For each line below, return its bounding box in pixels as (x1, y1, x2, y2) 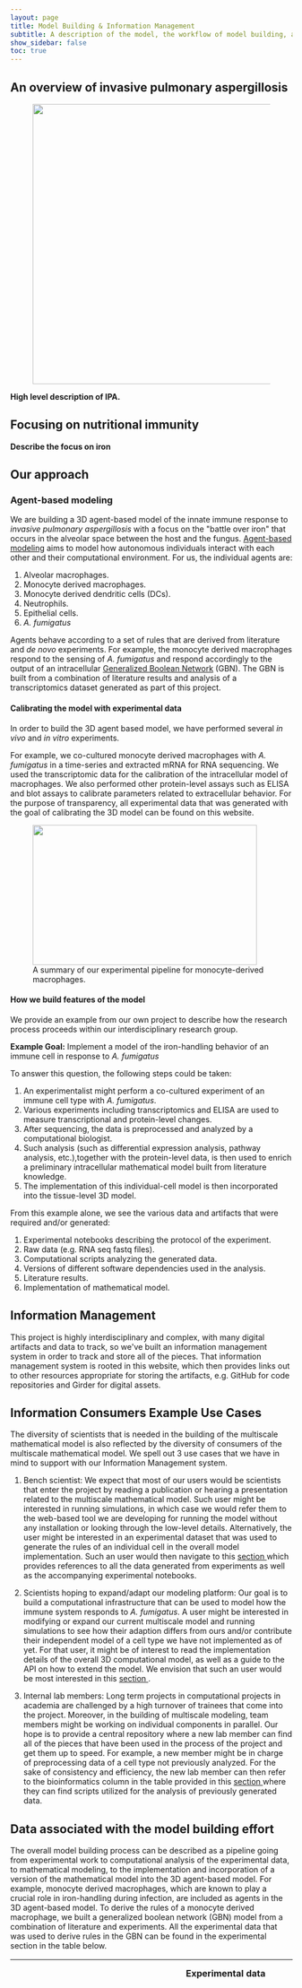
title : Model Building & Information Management (10, 22, 195, 30)
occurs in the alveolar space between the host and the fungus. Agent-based (10, 533, 292, 544)
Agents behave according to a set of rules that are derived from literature (10, 635, 280, 645)
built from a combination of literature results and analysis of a (10, 673, 237, 684)
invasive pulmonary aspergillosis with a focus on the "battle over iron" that (10, 523, 286, 534)
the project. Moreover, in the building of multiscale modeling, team (22, 1709, 269, 1721)
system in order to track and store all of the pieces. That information (10, 1351, 263, 1361)
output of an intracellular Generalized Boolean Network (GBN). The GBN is (10, 663, 285, 674)
